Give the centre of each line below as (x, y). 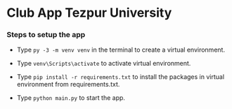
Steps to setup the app (46, 35)
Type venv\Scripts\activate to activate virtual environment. (104, 64)
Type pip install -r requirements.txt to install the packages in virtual (121, 77)
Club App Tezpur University (89, 13)
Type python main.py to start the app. (71, 98)
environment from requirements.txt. (68, 85)
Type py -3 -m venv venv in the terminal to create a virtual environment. (121, 50)
